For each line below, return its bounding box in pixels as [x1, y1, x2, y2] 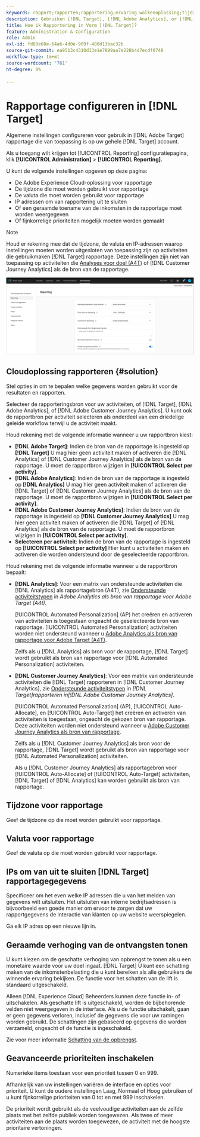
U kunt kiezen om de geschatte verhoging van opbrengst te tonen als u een [6, 956, 192, 963]
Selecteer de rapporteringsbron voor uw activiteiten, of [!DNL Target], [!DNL [6, 401, 193, 408]
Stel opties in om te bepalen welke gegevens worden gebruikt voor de [6, 383, 178, 390]
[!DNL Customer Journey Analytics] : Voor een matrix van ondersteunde [14, 672, 193, 679]
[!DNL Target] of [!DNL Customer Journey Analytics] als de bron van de [14, 487, 190, 494]
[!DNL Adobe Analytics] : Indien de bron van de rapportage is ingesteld [14, 474, 190, 481]
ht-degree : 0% [6, 66, 42, 72]
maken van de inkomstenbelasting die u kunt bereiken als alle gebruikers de [6, 968, 192, 976]
